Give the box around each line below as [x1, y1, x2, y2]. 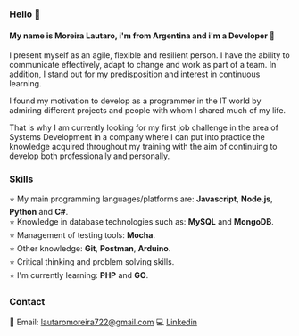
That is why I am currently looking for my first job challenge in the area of [9, 122, 279, 133]
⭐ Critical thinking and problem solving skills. [9, 257, 175, 267]
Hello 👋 [9, 8, 41, 20]
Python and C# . [9, 207, 69, 217]
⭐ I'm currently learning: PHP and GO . [9, 270, 149, 281]
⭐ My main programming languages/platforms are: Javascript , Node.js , [9, 193, 274, 204]
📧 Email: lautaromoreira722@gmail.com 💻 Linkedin [9, 316, 198, 327]
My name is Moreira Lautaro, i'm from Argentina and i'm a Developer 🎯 [9, 30, 275, 41]
